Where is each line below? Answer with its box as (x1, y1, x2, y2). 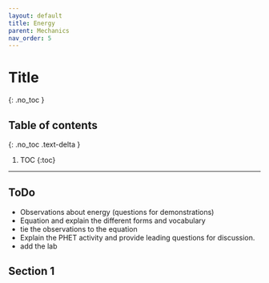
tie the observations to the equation (19, 224, 138, 233)
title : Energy (8, 19, 56, 27)
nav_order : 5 (8, 34, 52, 42)
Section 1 (8, 265, 54, 278)
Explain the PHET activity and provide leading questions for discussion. (19, 232, 255, 242)
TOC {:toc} (19, 156, 56, 164)
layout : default (8, 11, 62, 20)
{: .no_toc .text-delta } (8, 139, 81, 149)
